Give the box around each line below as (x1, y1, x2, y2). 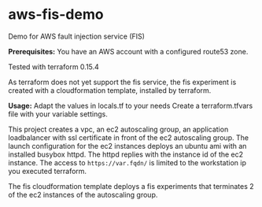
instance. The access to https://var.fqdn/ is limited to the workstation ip (8, 157, 246, 167)
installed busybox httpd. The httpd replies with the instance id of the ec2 (8, 150, 244, 159)
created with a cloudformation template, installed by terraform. (8, 85, 212, 95)
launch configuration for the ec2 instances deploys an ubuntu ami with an (8, 141, 247, 150)
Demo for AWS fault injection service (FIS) (8, 31, 146, 41)
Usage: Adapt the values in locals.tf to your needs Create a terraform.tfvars (8, 101, 253, 110)
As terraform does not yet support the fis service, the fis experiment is (8, 77, 237, 87)
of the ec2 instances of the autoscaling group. (8, 190, 158, 199)
